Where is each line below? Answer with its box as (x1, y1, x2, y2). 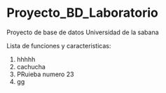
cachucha (16, 62, 46, 71)
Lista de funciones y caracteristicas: (6, 41, 111, 50)
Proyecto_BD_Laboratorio (6, 5, 158, 21)
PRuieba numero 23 (16, 70, 74, 78)
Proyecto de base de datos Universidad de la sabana (6, 28, 159, 36)
